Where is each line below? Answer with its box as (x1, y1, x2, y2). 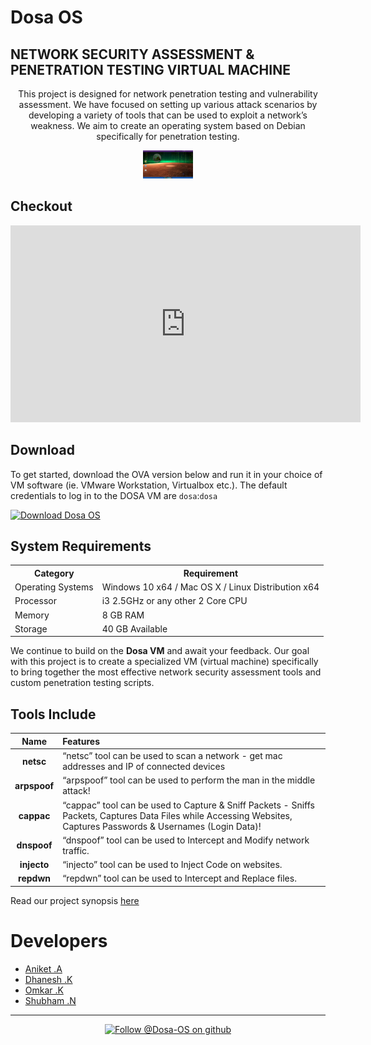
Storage (14, 622, 48, 635)
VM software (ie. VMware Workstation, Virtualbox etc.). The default (10, 479, 288, 491)
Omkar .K (24, 984, 64, 996)
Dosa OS (10, 6, 83, 29)
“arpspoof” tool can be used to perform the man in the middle (62, 774, 316, 786)
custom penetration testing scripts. (10, 677, 155, 689)
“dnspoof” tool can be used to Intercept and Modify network (62, 834, 310, 846)
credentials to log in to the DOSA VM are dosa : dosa (10, 489, 218, 501)
